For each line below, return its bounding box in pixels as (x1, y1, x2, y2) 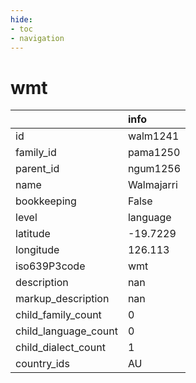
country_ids (15, 357, 70, 371)
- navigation (10, 33, 65, 43)
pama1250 (127, 146, 181, 160)
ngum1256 (127, 162, 182, 176)
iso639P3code (15, 259, 86, 273)
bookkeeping (15, 194, 77, 208)
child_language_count (15, 324, 118, 338)
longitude (15, 243, 60, 257)
